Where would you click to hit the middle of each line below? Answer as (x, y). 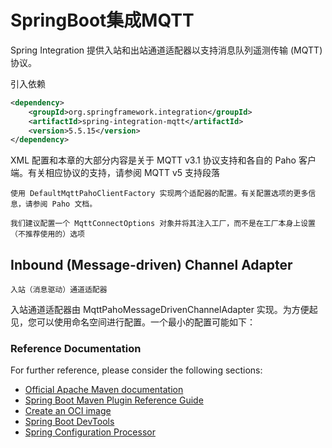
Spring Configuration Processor (90, 432)
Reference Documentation (76, 349)
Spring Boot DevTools (69, 422)
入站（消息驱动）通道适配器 (59, 290)
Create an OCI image (68, 411)
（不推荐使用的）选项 (47, 234)
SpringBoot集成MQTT (102, 20)
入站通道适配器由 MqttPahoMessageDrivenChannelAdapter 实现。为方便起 (164, 310)
